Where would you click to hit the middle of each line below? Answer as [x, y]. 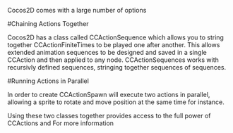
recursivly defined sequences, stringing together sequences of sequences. [117, 67]
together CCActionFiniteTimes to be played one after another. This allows [114, 45]
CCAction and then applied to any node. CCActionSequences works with [113, 60]
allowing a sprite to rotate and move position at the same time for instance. [116, 102]
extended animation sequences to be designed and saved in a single [107, 52]
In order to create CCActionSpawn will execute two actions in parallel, [109, 95]
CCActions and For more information [61, 123]
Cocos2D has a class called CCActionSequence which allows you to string [116, 37]
